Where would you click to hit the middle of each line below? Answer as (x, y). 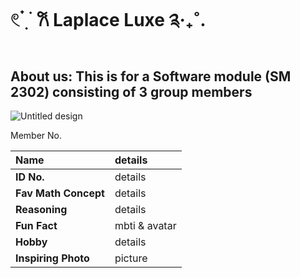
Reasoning (41, 209)
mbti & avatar (145, 225)
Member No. (36, 135)
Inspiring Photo (52, 258)
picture (131, 258)
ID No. (30, 177)
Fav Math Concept (60, 193)
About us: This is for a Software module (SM (151, 76)
